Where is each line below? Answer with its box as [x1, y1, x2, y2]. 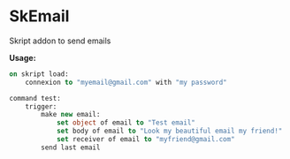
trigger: [25, 102, 57, 111]
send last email [41, 143, 101, 152]
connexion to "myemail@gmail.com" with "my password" [25, 78, 227, 87]
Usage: [9, 52, 37, 63]
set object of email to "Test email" [56, 118, 196, 127]
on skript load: [9, 69, 69, 79]
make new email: [41, 110, 101, 119]
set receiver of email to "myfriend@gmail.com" [56, 135, 236, 144]
